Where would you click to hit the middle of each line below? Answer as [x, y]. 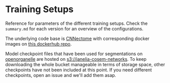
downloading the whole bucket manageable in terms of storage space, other [85, 64]
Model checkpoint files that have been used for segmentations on [74, 54]
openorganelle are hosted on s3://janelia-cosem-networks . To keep [76, 59]
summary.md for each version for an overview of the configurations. [74, 28]
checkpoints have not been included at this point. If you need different [79, 70]
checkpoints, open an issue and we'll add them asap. [61, 75]
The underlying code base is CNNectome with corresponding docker [77, 38]
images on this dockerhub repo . [39, 44]
